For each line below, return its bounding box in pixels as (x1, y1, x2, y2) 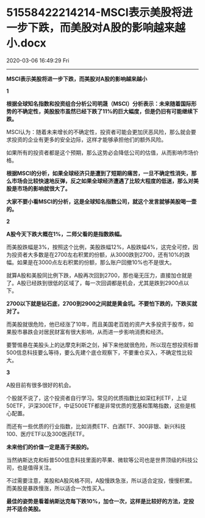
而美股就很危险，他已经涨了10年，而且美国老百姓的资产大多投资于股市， (6, 320, 189, 328)
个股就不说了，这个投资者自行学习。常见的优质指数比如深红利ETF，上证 (6, 394, 187, 401)
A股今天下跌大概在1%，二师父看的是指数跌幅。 (6, 230, 125, 237)
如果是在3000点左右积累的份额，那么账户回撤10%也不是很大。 (16, 258, 175, 266)
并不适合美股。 (6, 505, 44, 512)
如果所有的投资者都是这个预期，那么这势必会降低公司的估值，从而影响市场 (6, 149, 193, 156)
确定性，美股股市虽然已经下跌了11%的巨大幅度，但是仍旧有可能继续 (22, 108, 193, 115)
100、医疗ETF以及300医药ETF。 (6, 430, 88, 437)
